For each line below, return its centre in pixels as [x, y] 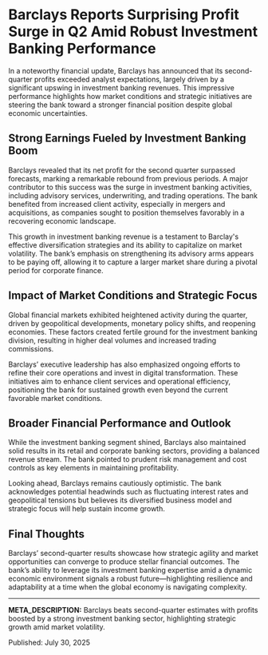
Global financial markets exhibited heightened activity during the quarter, [128, 315]
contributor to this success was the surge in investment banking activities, [130, 187]
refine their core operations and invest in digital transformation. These [123, 372]
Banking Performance [83, 49]
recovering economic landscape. [62, 220]
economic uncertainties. [48, 113]
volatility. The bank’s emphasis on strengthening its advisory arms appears [131, 253]
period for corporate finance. [56, 270]
